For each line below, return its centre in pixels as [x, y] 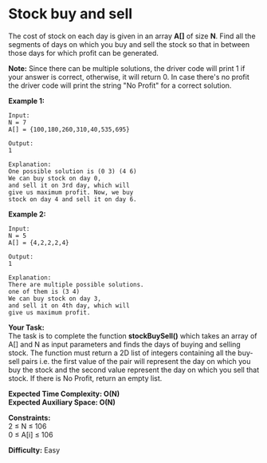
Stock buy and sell [71, 14]
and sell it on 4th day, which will [69, 305]
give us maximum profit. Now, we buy [71, 192]
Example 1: [27, 101]
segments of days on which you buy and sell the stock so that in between [129, 44]
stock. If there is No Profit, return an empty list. [85, 378]
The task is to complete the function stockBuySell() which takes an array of [133, 335]
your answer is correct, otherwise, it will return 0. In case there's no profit [129, 77]
